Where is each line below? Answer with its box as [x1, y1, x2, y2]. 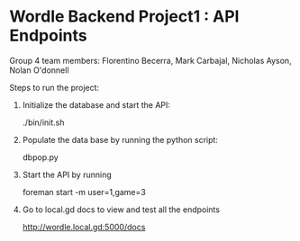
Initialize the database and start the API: [22, 99, 171, 110]
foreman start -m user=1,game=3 [22, 186, 146, 197]
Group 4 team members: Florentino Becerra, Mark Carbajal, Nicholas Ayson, [9, 55, 292, 66]
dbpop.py [22, 151, 59, 163]
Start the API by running [22, 169, 112, 180]
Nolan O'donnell [9, 65, 69, 76]
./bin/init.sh [22, 117, 65, 128]
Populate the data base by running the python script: [22, 134, 219, 145]
